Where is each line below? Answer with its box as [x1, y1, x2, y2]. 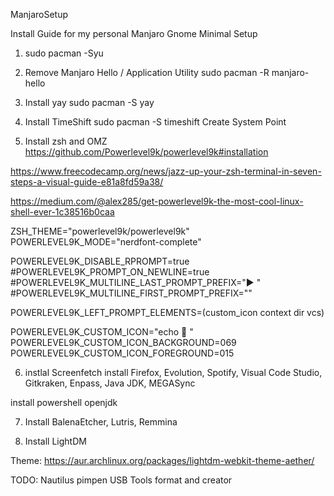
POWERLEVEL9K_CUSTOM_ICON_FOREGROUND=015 [10, 347, 235, 359]
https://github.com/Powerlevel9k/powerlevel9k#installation [24, 146, 269, 158]
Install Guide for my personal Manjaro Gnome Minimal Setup [10, 28, 258, 39]
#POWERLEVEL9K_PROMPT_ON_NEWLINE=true [10, 266, 210, 278]
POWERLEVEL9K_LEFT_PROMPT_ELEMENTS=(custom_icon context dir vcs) [10, 307, 325, 318]
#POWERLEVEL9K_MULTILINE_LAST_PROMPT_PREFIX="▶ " [10, 277, 262, 288]
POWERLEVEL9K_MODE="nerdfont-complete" [10, 236, 202, 248]
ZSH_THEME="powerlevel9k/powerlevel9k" [10, 225, 190, 237]
